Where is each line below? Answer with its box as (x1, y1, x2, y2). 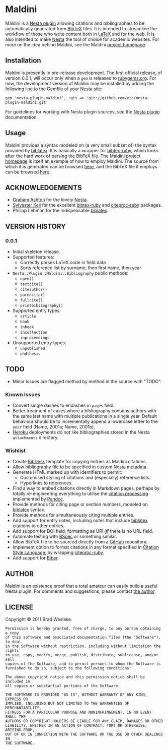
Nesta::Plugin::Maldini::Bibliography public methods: (12, 270, 129, 276)
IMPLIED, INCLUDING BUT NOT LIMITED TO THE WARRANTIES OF (5, 701, 129, 706)
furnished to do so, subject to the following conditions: (5, 666, 132, 671)
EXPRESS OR (5, 697, 28, 702)
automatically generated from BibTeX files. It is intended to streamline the (5, 25, 157, 31)
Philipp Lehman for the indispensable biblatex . (12, 208, 109, 214)
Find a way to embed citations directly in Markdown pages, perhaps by (12, 485, 160, 491)
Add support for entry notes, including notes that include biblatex (12, 518, 148, 524)
